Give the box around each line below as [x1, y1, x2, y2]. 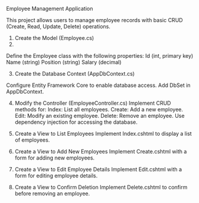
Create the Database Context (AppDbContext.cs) [14, 70, 135, 77]
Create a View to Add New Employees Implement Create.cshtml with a [14, 148, 187, 155]
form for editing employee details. [14, 172, 98, 179]
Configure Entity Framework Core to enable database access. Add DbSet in [6, 82, 191, 89]
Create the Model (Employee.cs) [14, 35, 94, 41]
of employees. [14, 136, 50, 143]
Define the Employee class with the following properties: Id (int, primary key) [6, 52, 194, 59]
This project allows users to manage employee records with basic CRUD [6, 17, 183, 23]
